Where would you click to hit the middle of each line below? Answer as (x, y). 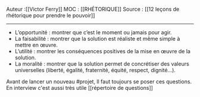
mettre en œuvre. (36, 45)
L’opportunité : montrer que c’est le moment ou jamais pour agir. (93, 32)
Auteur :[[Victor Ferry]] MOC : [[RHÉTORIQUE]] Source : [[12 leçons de (93, 9)
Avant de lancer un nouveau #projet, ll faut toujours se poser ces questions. (99, 82)
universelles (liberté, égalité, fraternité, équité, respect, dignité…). (95, 70)
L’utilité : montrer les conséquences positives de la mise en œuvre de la (102, 51)
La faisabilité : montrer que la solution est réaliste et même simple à (97, 39)
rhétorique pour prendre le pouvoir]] (51, 15)
